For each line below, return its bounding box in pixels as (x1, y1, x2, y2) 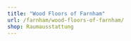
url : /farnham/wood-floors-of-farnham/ (7, 17, 125, 24)
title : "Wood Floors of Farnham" (7, 10, 106, 17)
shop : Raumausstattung (7, 23, 74, 30)
